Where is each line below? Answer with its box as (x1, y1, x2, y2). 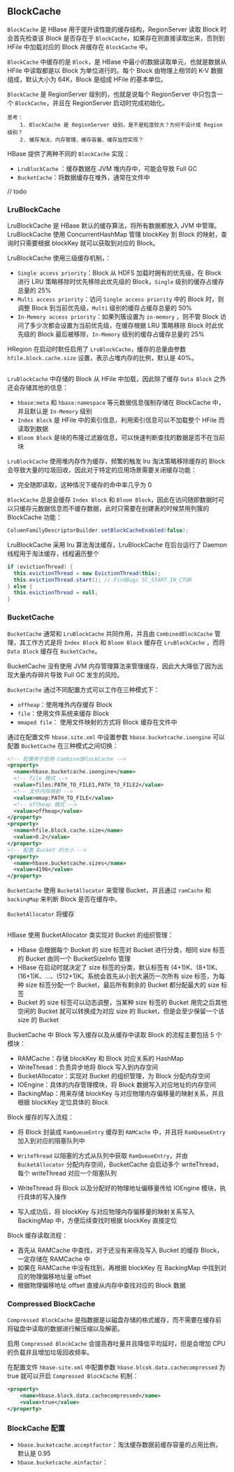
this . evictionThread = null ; (13, 589, 98, 596)
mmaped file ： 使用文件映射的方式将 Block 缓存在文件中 (17, 717, 177, 726)
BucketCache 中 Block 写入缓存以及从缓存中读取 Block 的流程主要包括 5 (7, 1031, 214, 1039)
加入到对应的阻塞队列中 (17, 1136, 85, 1145)
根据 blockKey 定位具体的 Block (17, 1098, 108, 1106)
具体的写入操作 (23, 1192, 67, 1201)
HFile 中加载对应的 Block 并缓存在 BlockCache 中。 (7, 42, 152, 51)
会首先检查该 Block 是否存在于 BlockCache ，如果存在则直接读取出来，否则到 (7, 34, 226, 42)
